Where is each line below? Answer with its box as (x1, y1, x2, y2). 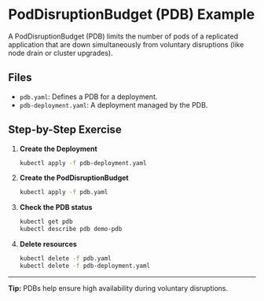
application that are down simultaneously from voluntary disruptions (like (8, 39, 244, 49)
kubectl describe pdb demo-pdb (19, 226, 123, 233)
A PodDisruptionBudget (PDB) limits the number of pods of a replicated (8, 31, 239, 41)
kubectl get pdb (19, 218, 73, 226)
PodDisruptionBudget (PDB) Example (8, 6, 255, 24)
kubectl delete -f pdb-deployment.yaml (19, 262, 151, 270)
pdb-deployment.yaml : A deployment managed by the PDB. (19, 100, 208, 109)
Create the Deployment (19, 144, 98, 153)
